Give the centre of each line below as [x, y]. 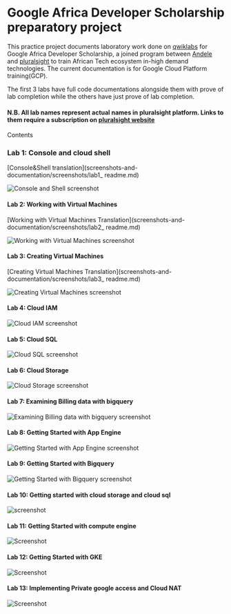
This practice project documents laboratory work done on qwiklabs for [108, 46]
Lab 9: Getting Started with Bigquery [61, 464]
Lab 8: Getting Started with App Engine [64, 433]
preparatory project [64, 27]
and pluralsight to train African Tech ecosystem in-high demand [98, 61]
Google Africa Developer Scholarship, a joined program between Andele [110, 54]
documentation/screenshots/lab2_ [56, 227]
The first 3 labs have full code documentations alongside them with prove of [115, 89]
